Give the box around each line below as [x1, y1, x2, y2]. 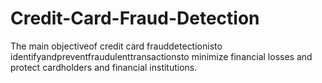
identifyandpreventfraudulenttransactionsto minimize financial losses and [10, 50, 313, 62]
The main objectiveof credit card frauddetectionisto [10, 40, 223, 52]
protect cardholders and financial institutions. [10, 61, 198, 73]
